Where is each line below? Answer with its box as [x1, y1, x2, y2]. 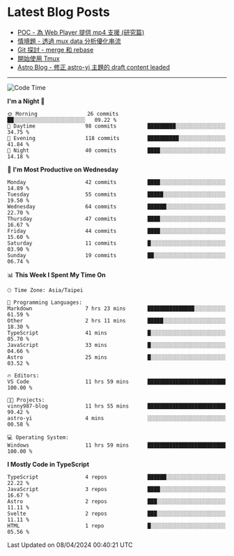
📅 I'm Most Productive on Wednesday [7, 165, 118, 173]
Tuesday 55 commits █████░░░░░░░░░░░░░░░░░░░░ [7, 191, 226, 198]
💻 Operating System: [7, 433, 70, 441]
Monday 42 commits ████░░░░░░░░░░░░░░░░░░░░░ [7, 178, 226, 185]
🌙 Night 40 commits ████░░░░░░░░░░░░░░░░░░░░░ [7, 147, 226, 154]
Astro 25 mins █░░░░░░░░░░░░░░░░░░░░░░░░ [7, 353, 226, 361]
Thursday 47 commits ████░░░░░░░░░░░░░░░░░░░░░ [7, 215, 226, 222]
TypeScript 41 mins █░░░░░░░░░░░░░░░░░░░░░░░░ [7, 329, 226, 337]
